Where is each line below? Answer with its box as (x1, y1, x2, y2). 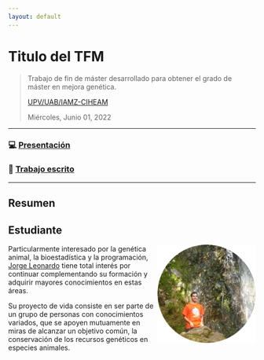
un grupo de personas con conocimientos (8, 309, 144, 318)
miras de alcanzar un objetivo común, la (8, 326, 137, 336)
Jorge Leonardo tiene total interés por (8, 260, 131, 270)
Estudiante (8, 223, 63, 237)
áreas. (8, 285, 29, 295)
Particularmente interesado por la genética (8, 244, 147, 253)
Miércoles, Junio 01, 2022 (27, 112, 112, 122)
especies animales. (8, 343, 71, 352)
